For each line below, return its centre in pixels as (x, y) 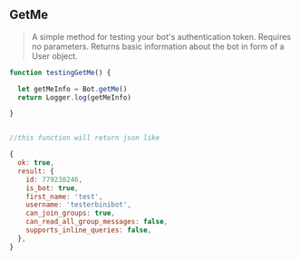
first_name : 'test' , (64, 197)
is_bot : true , (52, 188)
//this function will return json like (85, 138)
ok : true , (36, 163)
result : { (36, 171)
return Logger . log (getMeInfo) (74, 97)
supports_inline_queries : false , (89, 230)
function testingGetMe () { (60, 72)
